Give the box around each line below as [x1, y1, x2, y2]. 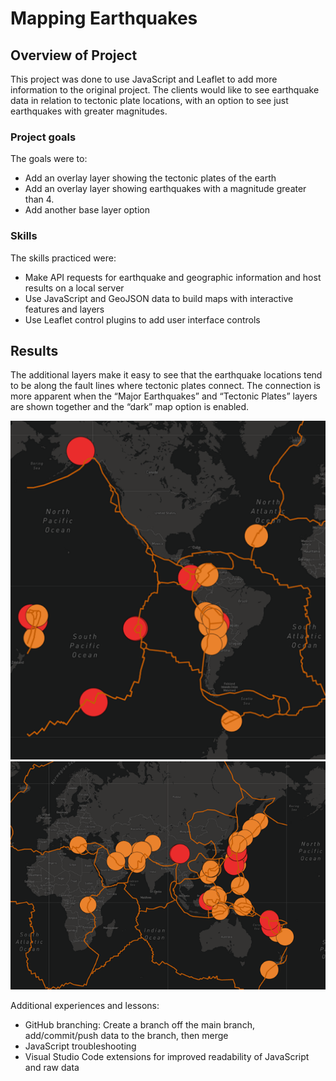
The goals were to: [10, 153, 88, 165]
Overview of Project [10, 47, 138, 64]
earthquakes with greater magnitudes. [10, 105, 168, 117]
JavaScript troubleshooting [24, 1040, 137, 1052]
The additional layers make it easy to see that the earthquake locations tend [10, 369, 323, 381]
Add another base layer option [24, 204, 150, 216]
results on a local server [24, 282, 125, 294]
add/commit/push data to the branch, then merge [24, 1030, 229, 1042]
